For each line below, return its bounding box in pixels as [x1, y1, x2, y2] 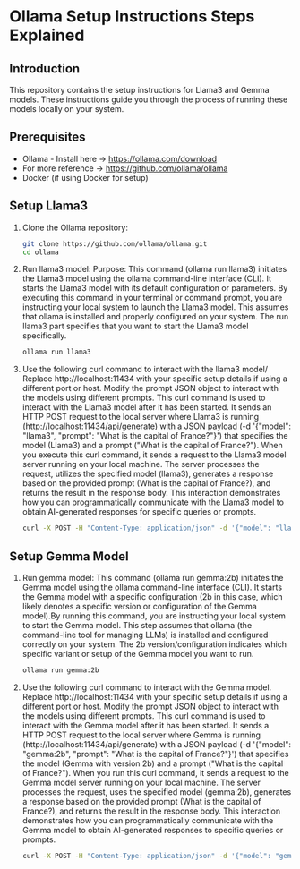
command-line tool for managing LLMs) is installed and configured [21, 629, 269, 640]
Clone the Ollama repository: [21, 222, 128, 233]
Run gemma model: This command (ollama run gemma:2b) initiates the [21, 572, 284, 583]
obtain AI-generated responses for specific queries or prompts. [21, 507, 257, 517]
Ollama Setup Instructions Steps [9, 6, 255, 27]
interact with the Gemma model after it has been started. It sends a [21, 720, 270, 730]
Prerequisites [9, 130, 86, 145]
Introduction [9, 61, 81, 76]
